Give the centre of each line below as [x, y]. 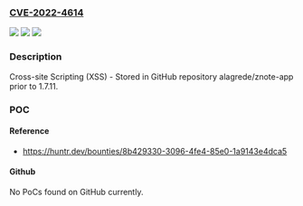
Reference [29, 131]
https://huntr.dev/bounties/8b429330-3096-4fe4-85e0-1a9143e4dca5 [155, 151]
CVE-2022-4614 [47, 13]
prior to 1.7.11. [34, 86]
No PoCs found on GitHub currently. [76, 192]
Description [36, 57]
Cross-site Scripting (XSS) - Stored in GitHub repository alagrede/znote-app [151, 76]
